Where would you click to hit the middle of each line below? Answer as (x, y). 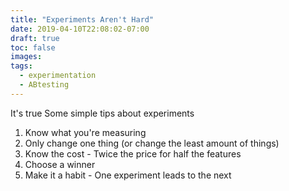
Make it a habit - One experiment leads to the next (128, 175)
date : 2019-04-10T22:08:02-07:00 (80, 29)
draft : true (35, 38)
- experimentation (58, 76)
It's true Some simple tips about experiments (102, 113)
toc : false (33, 47)
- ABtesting (44, 85)
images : (26, 57)
